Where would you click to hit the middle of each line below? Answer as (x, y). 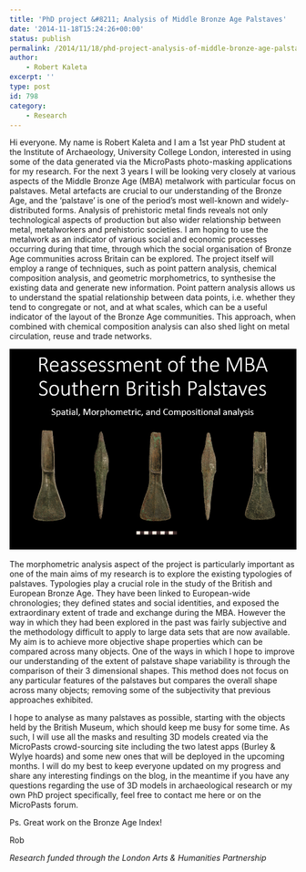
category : (28, 106)
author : (24, 58)
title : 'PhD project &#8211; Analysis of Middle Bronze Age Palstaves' (148, 19)
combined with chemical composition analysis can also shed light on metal (149, 327)
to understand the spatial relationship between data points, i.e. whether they (153, 297)
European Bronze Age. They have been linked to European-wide (130, 593)
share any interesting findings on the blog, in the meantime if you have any (149, 775)
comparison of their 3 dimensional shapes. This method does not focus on (149, 670)
